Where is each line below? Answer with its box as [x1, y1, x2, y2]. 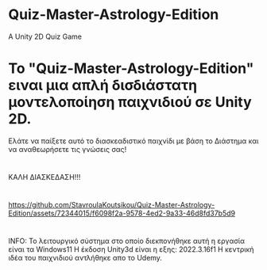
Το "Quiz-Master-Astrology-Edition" [8, 59, 254, 78]
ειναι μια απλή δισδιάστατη [8, 77, 197, 94]
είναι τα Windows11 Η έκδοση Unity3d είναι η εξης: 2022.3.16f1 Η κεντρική [8, 245, 254, 254]
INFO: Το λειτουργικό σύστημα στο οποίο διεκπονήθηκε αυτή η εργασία [8, 236, 245, 246]
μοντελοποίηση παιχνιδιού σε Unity [8, 93, 252, 112]
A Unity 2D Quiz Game [8, 32, 82, 41]
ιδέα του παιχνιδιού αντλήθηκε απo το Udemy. [8, 253, 163, 263]
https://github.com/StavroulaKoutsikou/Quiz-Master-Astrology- [8, 200, 215, 210]
